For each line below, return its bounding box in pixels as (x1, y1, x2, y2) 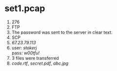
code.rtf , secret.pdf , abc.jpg (11, 60, 69, 66)
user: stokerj (11, 45, 37, 51)
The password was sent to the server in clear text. (11, 29, 113, 35)
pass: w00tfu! (11, 50, 40, 56)
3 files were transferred (11, 55, 59, 61)
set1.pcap (4, 3, 45, 14)
